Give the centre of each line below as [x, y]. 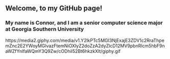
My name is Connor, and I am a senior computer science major [84, 23]
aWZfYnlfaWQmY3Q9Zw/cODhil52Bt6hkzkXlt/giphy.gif [63, 51]
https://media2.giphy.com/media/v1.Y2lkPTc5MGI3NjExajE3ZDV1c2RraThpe [85, 40]
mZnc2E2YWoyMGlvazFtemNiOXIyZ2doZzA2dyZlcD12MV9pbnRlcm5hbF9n [85, 46]
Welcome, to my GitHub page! [54, 8]
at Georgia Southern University [45, 29]
